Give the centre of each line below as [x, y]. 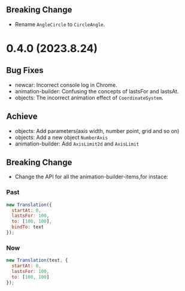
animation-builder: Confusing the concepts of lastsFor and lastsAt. [97, 91]
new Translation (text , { [37, 260]
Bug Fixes [25, 70]
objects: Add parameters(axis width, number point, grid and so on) [97, 131]
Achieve [22, 116]
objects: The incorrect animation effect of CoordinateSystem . [89, 98]
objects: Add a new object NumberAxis [61, 137]
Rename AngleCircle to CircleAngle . [60, 24]
